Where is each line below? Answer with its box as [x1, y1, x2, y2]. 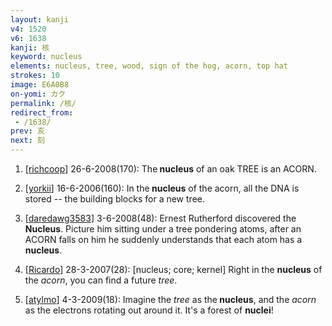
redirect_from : [10, 107, 74, 118]
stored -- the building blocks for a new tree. [24, 193, 205, 205]
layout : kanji [10, 14, 70, 25]
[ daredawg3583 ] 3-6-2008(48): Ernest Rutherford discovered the [24, 212, 297, 224]
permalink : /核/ [10, 98, 77, 108]
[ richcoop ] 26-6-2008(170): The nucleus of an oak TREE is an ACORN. [24, 163, 317, 175]
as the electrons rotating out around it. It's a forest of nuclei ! [24, 304, 274, 316]
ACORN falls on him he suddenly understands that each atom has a [24, 234, 303, 245]
